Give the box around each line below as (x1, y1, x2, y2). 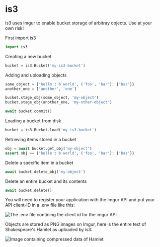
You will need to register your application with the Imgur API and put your (5, 197, 155, 203)
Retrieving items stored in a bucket (5, 136, 77, 142)
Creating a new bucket (5, 53, 52, 59)
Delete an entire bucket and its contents (5, 178, 87, 184)
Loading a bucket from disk (5, 118, 61, 124)
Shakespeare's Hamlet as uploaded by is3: (5, 227, 93, 233)
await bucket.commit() (5, 109, 52, 114)
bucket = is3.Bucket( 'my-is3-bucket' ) (5, 63, 85, 68)
